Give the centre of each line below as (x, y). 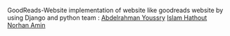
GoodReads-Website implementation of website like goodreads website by (115, 10)
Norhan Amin (26, 25)
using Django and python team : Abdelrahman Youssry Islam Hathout (107, 18)
